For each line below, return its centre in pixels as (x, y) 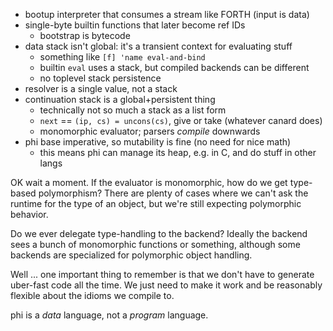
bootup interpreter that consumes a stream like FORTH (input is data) (167, 14)
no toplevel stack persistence (100, 78)
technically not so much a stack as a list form (133, 110)
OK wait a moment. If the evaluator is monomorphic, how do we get (149, 182)
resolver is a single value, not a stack (101, 88)
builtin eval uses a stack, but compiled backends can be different (174, 67)
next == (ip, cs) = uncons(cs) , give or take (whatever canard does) (181, 120)
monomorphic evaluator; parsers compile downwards (150, 131)
